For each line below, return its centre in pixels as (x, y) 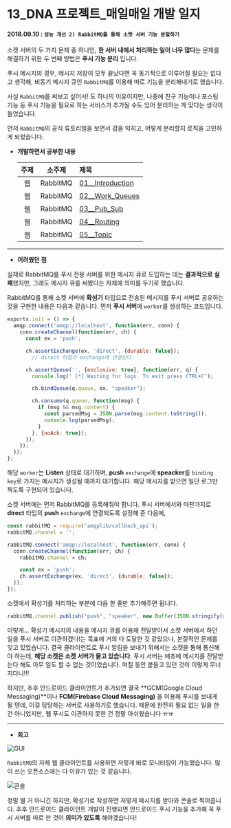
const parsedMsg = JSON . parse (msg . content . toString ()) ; (125, 414)
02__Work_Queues (109, 196)
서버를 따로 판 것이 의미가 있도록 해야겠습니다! (76, 817)
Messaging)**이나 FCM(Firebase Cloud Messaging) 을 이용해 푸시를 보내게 (112, 696)
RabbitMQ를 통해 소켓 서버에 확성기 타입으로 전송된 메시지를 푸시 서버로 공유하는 (115, 298)
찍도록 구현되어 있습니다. (40, 490)
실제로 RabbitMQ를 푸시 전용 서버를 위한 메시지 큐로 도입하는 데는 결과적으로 (110, 274)
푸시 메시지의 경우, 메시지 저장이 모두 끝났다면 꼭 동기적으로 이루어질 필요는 (108, 74)
